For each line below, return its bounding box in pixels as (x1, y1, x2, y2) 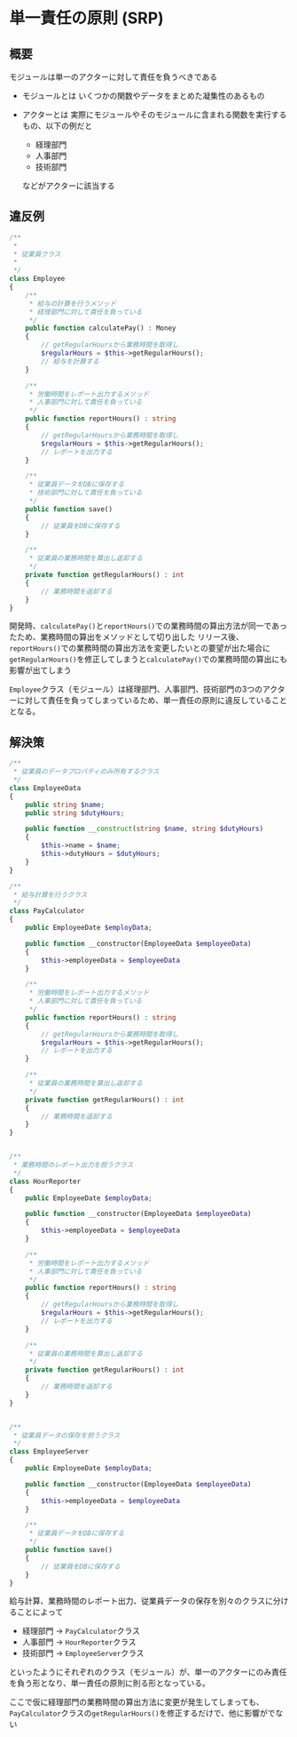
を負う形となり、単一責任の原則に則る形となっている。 (9, 1677, 210, 1689)
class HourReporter (9, 1177, 82, 1186)
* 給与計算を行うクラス (12, 890, 88, 899)
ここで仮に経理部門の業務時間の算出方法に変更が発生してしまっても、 (9, 1697, 264, 1708)
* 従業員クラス (12, 250, 61, 259)
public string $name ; (25, 800, 105, 809)
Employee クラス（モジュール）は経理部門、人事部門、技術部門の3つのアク (9, 684, 277, 694)
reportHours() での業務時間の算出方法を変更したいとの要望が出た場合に (9, 643, 270, 653)
